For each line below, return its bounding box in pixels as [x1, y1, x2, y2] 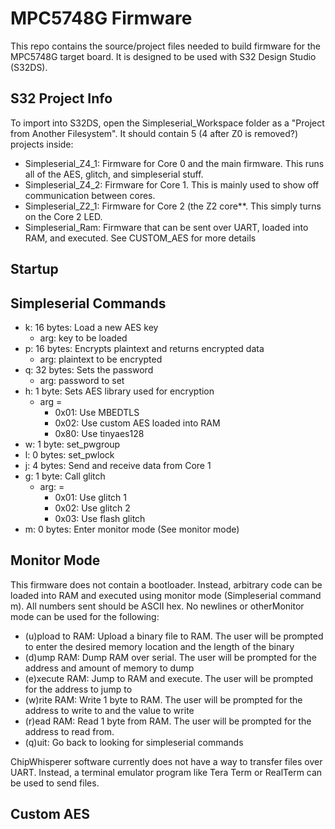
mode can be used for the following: [10, 610, 160, 622]
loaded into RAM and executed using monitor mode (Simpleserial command [10, 589, 322, 601]
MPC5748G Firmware [10, 7, 193, 30]
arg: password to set [39, 374, 125, 386]
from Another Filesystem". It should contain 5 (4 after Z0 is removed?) [10, 127, 299, 139]
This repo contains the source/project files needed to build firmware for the [10, 40, 322, 52]
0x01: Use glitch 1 [54, 491, 127, 503]
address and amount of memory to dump [24, 662, 195, 674]
